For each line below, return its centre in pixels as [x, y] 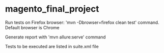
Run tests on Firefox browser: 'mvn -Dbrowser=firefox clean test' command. [82, 22]
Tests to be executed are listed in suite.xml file [52, 46]
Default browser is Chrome [32, 27]
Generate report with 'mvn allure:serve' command [55, 37]
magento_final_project [52, 9]
